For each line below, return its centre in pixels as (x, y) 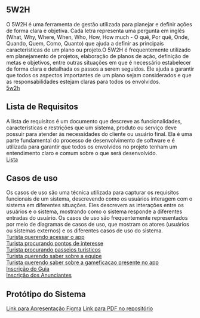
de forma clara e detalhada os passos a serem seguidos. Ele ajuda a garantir (100, 69)
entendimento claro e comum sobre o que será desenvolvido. (82, 153)
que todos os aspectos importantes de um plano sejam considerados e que (99, 75)
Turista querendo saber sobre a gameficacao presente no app (83, 262)
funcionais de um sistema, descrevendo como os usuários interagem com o (99, 199)
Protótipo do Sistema (46, 294)
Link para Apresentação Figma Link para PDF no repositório (80, 308)
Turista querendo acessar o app (45, 237)
